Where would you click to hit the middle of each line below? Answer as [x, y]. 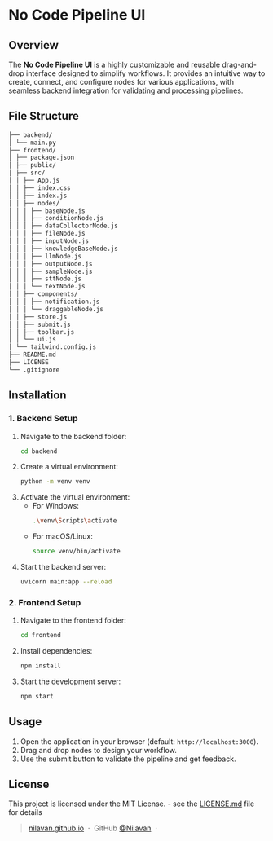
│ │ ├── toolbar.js [42, 332]
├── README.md [33, 355]
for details [25, 812]
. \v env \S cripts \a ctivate [75, 521]
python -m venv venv [55, 482]
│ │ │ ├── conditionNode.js [56, 218]
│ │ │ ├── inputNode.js [49, 241]
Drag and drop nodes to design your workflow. [98, 750]
